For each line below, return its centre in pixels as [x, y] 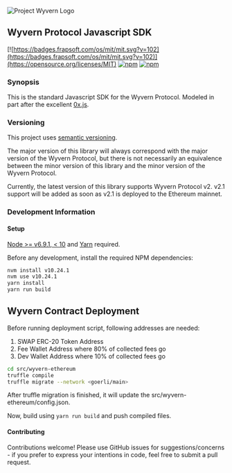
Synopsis [23, 82]
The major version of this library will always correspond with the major [107, 151]
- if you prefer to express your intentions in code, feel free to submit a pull [113, 454]
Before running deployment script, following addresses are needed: [104, 328]
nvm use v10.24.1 [32, 277]
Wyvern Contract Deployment [73, 312]
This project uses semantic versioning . [62, 138]
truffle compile [30, 375]
